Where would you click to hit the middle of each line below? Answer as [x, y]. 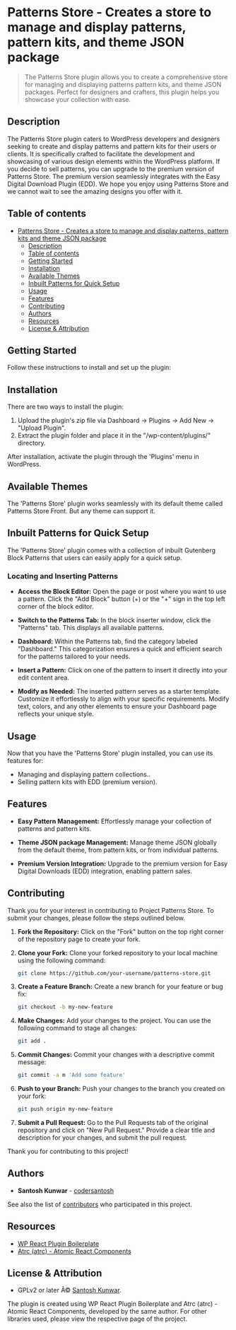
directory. [31, 443]
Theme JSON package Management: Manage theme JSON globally [117, 842]
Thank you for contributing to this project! [68, 1151]
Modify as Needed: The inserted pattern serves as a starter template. [119, 692]
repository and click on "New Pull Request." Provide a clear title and [116, 1130]
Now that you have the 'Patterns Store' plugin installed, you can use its [110, 753]
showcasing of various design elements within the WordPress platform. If [114, 161]
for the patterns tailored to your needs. [74, 657]
